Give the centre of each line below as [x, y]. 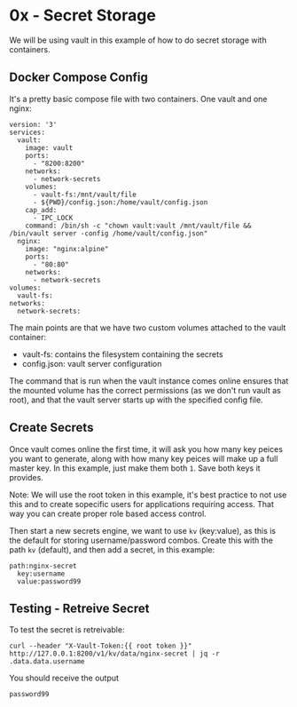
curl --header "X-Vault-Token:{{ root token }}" [101, 646]
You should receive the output [64, 678]
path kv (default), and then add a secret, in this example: [112, 549]
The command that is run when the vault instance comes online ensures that [149, 381]
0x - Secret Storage [83, 16]
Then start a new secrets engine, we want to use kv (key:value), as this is [143, 530]
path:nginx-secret [43, 566]
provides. [27, 477]
